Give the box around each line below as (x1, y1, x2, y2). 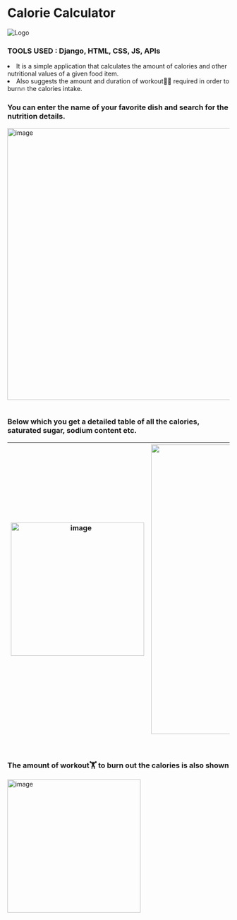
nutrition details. (7, 112, 66, 121)
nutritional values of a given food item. (7, 69, 119, 78)
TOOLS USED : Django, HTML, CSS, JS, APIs (7, 46, 161, 56)
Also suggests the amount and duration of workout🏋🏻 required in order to (16, 77, 230, 85)
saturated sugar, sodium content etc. (7, 426, 138, 436)
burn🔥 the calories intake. (7, 85, 83, 93)
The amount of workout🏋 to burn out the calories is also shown (7, 760, 229, 770)
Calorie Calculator (7, 5, 116, 21)
